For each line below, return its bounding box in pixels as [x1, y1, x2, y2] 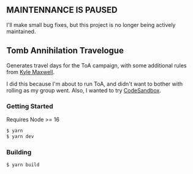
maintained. [6, 28, 36, 35]
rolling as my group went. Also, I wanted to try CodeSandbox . [6, 86, 161, 94]
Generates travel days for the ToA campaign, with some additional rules [6, 61, 187, 69]
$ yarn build [6, 162, 40, 168]
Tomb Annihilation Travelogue [6, 45, 124, 56]
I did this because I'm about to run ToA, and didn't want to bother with [6, 80, 183, 88]
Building [6, 148, 32, 156]
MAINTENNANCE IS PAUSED [6, 5, 118, 15]
